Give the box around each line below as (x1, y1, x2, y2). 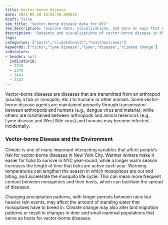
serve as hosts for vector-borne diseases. (5, 215, 91, 221)
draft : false (5, 17, 32, 22)
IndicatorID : (9, 59, 37, 64)
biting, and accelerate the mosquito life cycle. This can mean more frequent (5, 173, 161, 179)
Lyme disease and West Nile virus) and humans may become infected (5, 117, 149, 123)
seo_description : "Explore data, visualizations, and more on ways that (5, 26, 160, 31)
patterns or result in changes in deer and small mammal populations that (5, 210, 154, 216)
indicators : (5, 49, 30, 54)
